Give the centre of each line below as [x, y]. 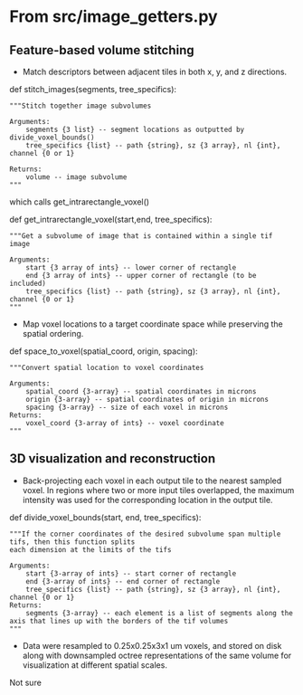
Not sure [26, 682]
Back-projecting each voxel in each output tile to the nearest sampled [152, 481]
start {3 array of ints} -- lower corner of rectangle [131, 268]
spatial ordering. [53, 333]
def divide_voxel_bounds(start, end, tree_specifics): [105, 517]
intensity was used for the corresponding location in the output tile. [147, 500]
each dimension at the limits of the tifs [90, 549]
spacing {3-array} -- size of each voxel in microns [127, 407]
